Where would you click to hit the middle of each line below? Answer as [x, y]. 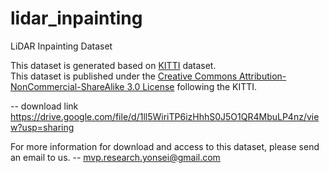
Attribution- [262, 76]
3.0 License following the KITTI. [192, 86]
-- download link [44, 106]
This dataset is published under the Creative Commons [124, 76]
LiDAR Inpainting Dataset [61, 46]
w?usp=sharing [42, 127]
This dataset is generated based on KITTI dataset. [113, 65]
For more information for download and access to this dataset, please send [165, 146]
